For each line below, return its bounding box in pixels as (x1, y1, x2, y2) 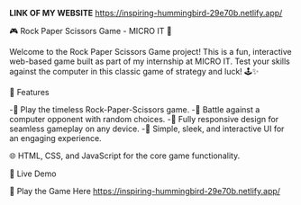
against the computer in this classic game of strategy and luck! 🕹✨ (9, 67, 260, 76)
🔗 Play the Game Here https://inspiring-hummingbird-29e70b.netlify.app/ (9, 186, 281, 196)
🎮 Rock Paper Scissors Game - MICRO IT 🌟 (9, 26, 173, 36)
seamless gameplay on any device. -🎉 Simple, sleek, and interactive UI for (9, 123, 285, 134)
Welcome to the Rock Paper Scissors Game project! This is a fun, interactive (9, 47, 292, 57)
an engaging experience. (9, 133, 102, 143)
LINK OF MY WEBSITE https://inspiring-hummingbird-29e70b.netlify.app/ (9, 8, 283, 18)
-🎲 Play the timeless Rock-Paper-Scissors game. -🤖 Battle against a (9, 104, 260, 115)
